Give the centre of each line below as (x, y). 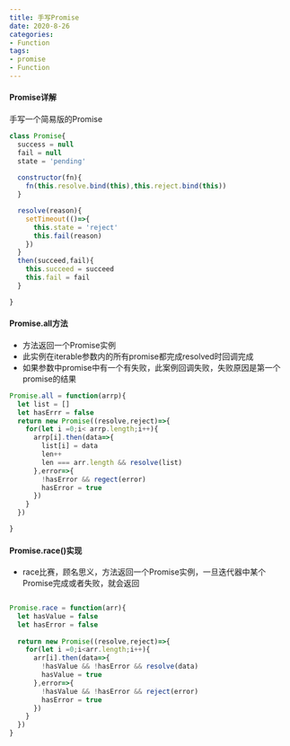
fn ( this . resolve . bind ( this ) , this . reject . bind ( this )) (126, 186)
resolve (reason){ (50, 211)
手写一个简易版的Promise (56, 119)
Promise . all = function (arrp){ (68, 396)
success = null (46, 145)
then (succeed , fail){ (56, 261)
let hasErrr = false (56, 412)
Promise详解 (33, 97)
